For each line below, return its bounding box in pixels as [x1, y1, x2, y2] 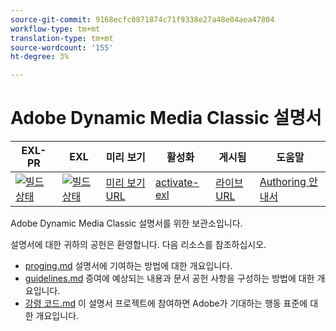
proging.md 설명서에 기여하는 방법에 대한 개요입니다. [24, 260, 233, 272]
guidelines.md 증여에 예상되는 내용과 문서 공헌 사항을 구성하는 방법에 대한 [24, 272, 315, 285]
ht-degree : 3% [10, 52, 70, 62]
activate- [155, 176, 200, 190]
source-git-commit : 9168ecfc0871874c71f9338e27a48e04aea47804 [10, 14, 275, 25]
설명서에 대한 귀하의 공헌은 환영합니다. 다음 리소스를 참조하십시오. [10, 239, 267, 251]
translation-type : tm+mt [10, 33, 114, 43]
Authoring [259, 175, 307, 189]
